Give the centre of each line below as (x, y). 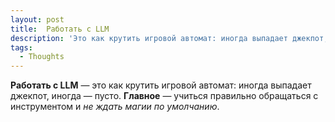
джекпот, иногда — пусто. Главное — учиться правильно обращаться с (164, 96)
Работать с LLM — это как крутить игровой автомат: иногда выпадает (161, 85)
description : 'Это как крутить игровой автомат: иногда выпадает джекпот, (169, 38)
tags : (21, 47)
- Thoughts (42, 57)
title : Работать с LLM (60, 29)
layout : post (37, 19)
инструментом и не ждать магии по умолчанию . (115, 107)
